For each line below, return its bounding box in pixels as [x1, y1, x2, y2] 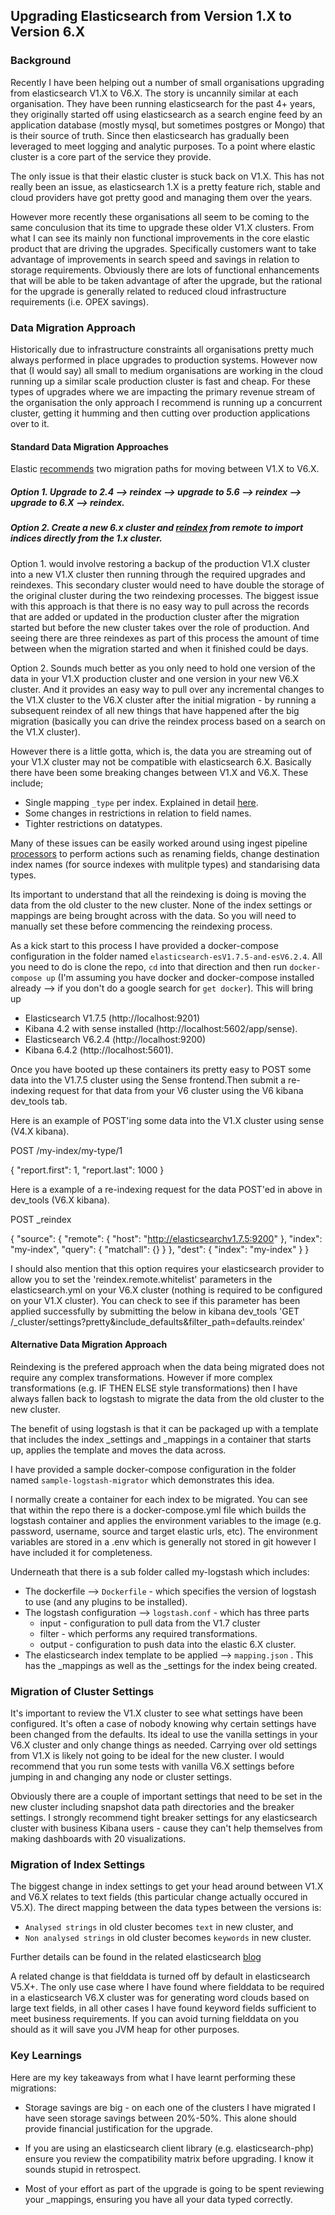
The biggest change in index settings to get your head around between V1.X [10, 1880, 324, 1893]
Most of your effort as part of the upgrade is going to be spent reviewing [24, 2182, 325, 2194]
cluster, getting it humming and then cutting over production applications [10, 407, 311, 419]
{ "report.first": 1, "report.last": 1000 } [10, 1164, 165, 1176]
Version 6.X [10, 24, 86, 41]
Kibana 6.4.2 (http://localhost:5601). [24, 1044, 174, 1056]
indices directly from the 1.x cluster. [10, 532, 163, 544]
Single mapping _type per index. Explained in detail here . [24, 796, 259, 808]
